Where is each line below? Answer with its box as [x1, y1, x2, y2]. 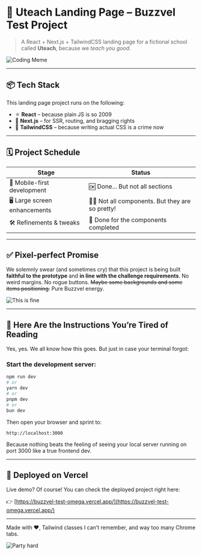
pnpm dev [6, 396, 28, 402]
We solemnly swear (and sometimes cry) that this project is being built [6, 266, 181, 273]
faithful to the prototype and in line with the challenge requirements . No [6, 272, 189, 279]
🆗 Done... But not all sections [88, 182, 173, 190]
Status [131, 168, 151, 176]
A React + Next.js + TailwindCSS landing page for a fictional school [20, 38, 188, 45]
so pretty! [88, 205, 116, 213]
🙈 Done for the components [88, 215, 167, 224]
